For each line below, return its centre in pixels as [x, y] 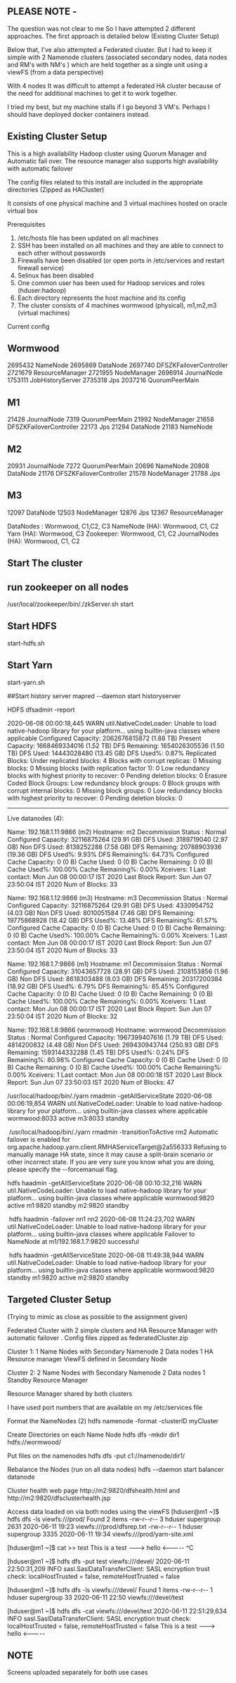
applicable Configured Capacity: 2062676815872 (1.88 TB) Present [104, 738]
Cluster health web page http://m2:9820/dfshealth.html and [94, 1490]
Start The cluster [45, 563]
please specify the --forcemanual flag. [63, 1169]
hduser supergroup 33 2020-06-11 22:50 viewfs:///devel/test [96, 1597]
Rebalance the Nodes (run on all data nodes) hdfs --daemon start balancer [116, 1469]
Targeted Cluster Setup [59, 1300]
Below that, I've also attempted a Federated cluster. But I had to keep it [110, 49]
